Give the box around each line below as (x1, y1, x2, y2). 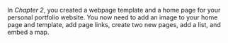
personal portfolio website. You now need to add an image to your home (7, 13, 218, 21)
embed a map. (7, 28, 50, 36)
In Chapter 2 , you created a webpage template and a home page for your (7, 6, 221, 14)
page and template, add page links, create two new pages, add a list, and (7, 21, 221, 28)
